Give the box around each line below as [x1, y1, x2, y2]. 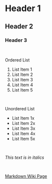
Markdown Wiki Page [5, 173, 47, 179]
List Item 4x [12, 130, 36, 136]
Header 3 [5, 37, 27, 44]
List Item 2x [12, 120, 35, 126]
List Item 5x [12, 136, 35, 141]
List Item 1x [12, 115, 35, 121]
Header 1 [5, 3, 41, 14]
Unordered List [5, 106, 35, 111]
